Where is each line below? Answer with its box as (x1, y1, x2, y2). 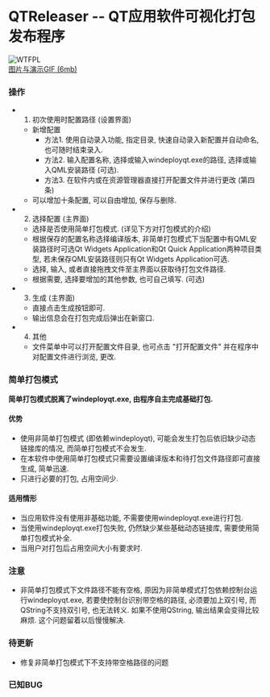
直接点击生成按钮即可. (31, 303, 106, 313)
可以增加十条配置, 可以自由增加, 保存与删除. (31, 195, 177, 205)
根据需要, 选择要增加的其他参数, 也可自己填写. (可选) (31, 275, 206, 284)
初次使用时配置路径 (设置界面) (31, 114, 131, 125)
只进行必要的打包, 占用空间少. (19, 473, 118, 483)
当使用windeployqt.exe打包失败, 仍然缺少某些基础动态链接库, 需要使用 (19, 523, 252, 533)
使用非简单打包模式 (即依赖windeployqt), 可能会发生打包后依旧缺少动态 (19, 433, 256, 443)
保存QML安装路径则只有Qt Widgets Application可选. (57, 255, 230, 264)
